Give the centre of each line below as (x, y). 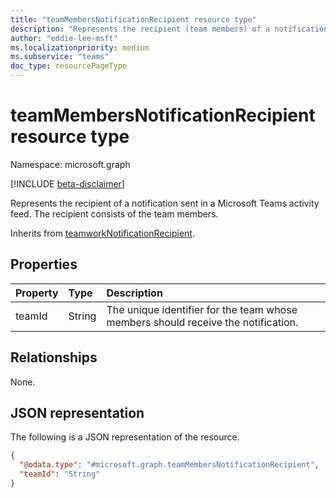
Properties (44, 264)
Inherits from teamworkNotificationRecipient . (102, 233)
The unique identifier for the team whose (202, 309)
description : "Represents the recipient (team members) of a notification (169, 29)
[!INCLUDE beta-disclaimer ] (67, 183)
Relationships (54, 357)
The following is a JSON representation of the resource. (125, 437)
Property (37, 293)
